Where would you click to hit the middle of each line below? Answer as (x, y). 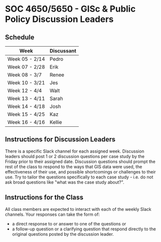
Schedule (20, 37)
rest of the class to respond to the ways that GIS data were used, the (73, 167)
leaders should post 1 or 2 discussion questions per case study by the (75, 156)
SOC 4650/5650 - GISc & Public (70, 9)
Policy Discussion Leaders (59, 19)
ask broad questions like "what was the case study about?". (65, 182)
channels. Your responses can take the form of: (53, 214)
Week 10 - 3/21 (26, 83)
